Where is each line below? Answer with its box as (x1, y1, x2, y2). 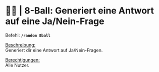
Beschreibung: (5, 41, 36, 47)
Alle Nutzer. (5, 62, 30, 68)
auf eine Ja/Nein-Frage (5, 15, 104, 27)
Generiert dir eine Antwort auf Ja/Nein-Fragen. (5, 47, 103, 53)
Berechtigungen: (5, 56, 40, 62)
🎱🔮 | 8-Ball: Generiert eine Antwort (5, 5, 154, 16)
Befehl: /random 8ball (5, 32, 50, 38)
